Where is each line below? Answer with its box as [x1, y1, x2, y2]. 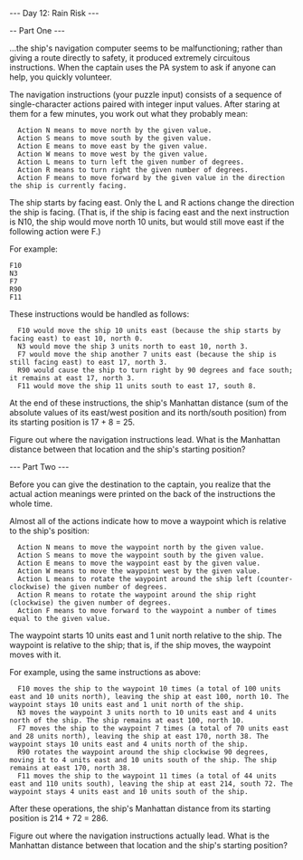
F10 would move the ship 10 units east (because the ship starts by [17, 326, 281, 335]
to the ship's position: [9, 525, 90, 536]
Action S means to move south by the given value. [17, 134, 213, 143]
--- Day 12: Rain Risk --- [9, 8, 99, 18]
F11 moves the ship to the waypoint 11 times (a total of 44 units [17, 771, 278, 780]
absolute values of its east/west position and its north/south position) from [9, 407, 287, 417]
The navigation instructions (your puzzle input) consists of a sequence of [9, 90, 282, 100]
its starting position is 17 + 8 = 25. [9, 416, 136, 427]
